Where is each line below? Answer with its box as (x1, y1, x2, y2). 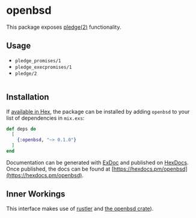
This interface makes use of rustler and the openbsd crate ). (6, 205, 154, 212)
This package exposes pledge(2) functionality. (6, 23, 121, 31)
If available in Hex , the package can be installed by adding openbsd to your (6, 108, 190, 115)
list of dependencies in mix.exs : (6, 114, 85, 122)
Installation (6, 92, 49, 102)
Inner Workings (6, 189, 66, 199)
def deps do (6, 126, 36, 132)
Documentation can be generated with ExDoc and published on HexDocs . (6, 159, 189, 166)
